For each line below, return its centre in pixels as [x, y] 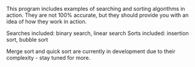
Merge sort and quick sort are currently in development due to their [91, 51]
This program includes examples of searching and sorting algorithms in [96, 9]
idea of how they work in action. [47, 21]
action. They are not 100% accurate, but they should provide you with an [97, 15]
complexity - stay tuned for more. [48, 58]
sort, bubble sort [27, 40]
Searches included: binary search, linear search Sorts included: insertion [97, 33]
